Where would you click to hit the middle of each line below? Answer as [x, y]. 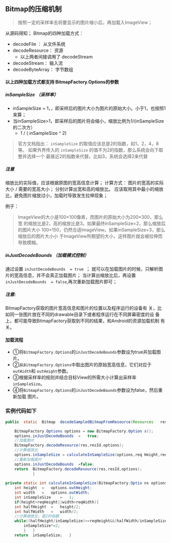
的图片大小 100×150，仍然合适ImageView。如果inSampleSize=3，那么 [91, 230]
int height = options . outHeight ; [53, 488]
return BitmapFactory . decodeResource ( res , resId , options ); [78, 469]
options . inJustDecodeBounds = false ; [54, 464]
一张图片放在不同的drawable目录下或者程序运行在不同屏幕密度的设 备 [87, 315]
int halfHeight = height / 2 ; [48, 507]
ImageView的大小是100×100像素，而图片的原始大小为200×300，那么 [90, 217]
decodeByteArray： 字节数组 [43, 69]
